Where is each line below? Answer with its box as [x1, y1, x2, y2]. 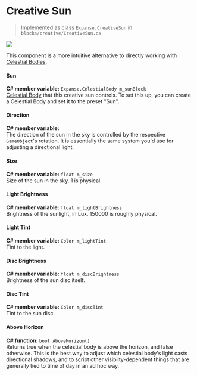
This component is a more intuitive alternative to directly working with [6, 52, 177, 59]
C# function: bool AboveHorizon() [6, 337, 90, 344]
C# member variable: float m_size [6, 171, 93, 178]
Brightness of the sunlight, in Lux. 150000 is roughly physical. [6, 210, 158, 217]
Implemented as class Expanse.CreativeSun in [20, 24, 133, 31]
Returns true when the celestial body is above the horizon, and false [6, 343, 173, 350]
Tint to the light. [6, 243, 45, 250]
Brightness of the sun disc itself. [6, 277, 85, 284]
